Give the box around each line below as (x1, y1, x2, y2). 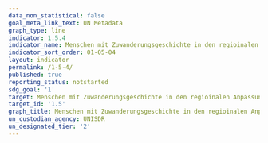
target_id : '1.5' (8, 100, 66, 108)
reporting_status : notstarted (8, 78, 109, 86)
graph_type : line (8, 26, 66, 34)
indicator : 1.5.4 (8, 33, 66, 42)
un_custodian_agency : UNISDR (8, 115, 105, 123)
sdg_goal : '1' (8, 85, 56, 94)
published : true (8, 71, 62, 79)
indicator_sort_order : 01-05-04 (8, 48, 116, 56)
